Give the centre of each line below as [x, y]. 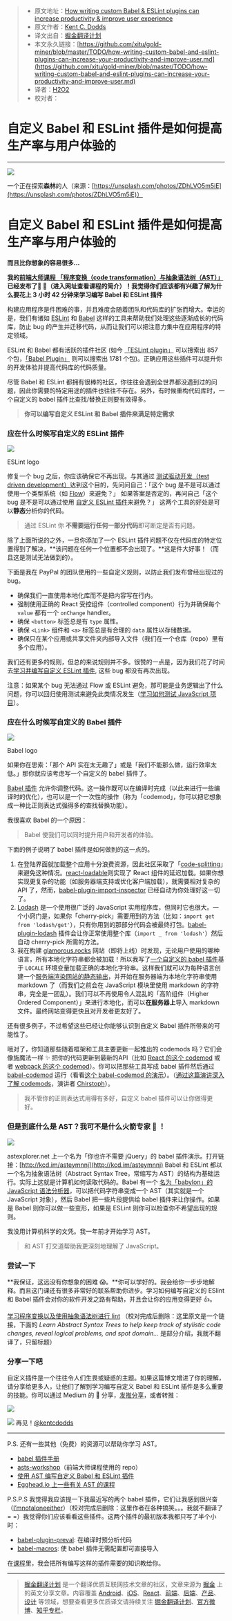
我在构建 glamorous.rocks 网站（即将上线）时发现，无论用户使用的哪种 [118, 950]
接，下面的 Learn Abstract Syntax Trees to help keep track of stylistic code [114, 1325]
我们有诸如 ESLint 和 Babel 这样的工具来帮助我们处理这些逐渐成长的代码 [121, 318]
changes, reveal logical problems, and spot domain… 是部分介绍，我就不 [111, 1333]
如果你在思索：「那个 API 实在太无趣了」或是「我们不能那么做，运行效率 [109, 765]
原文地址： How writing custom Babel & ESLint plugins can [117, 11]
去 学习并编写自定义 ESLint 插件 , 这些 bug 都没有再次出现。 [90, 671]
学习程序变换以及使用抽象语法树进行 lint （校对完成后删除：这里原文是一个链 [116, 1316]
